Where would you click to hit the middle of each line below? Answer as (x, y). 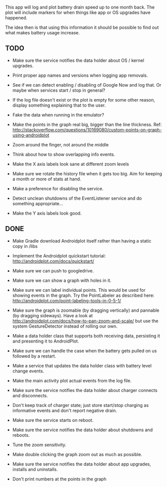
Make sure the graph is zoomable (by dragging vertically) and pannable (86, 310)
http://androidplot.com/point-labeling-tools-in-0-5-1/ (67, 300)
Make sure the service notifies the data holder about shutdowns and (83, 430)
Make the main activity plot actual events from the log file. (72, 380)
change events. (28, 371)
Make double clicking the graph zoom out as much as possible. (77, 454)
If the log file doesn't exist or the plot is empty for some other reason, (84, 100)
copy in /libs (25, 246)
